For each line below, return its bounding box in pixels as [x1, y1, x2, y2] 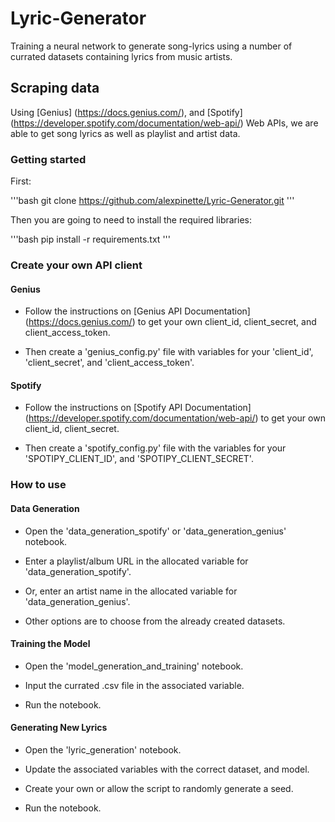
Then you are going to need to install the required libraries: [10, 214, 252, 226]
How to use [10, 478, 67, 492]
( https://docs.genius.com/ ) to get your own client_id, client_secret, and [24, 316, 317, 328]
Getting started [10, 152, 87, 166]
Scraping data [10, 80, 100, 97]
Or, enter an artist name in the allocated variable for [24, 585, 238, 597]
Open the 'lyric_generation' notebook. [24, 743, 182, 756]
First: [10, 175, 32, 187]
